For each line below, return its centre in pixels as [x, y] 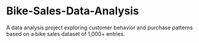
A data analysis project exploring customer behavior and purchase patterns [100, 27]
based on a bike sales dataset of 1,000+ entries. [66, 33]
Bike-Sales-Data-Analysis [73, 11]
